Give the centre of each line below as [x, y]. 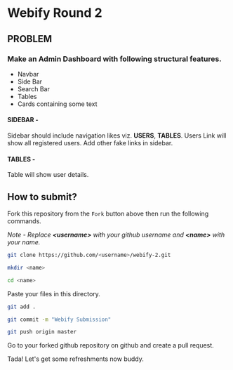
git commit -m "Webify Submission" [59, 319]
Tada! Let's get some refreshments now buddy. [75, 359]
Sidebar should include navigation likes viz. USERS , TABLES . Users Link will [117, 136]
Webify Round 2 [55, 13]
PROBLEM [30, 39]
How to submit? [42, 197]
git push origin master [42, 332]
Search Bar [34, 88]
